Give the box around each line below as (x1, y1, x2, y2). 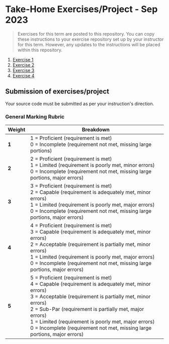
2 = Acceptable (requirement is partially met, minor (30, 241, 151, 248)
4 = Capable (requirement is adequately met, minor (30, 281, 151, 288)
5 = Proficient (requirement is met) (30, 274, 112, 281)
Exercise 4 (12, 72, 35, 78)
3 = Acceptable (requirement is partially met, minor (30, 293, 151, 300)
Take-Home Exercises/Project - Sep (5, 4, 158, 15)
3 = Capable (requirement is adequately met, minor (30, 228, 151, 235)
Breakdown (81, 126, 110, 133)
